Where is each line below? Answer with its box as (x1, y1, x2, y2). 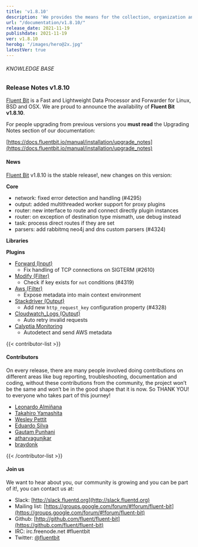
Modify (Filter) (14, 272, 50, 279)
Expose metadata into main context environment (23, 291, 141, 298)
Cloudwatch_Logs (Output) (14, 310, 81, 317)
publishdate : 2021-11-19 (6, 31, 67, 37)
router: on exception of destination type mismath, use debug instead (14, 213, 181, 220)
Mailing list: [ (14, 502, 46, 510)
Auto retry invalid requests (23, 316, 88, 323)
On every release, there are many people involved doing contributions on (6, 367, 184, 374)
